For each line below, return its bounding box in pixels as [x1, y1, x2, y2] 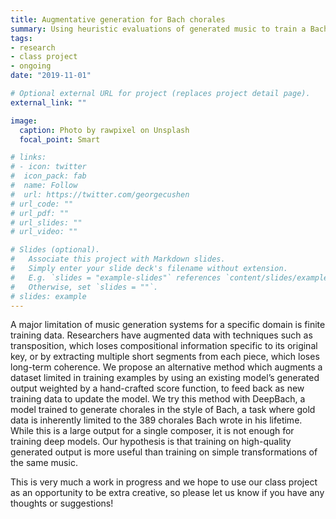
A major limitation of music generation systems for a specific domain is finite [10, 319, 326, 331]
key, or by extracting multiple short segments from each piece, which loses [10, 351, 320, 363]
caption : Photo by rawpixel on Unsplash [19, 125, 190, 135]
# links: [10, 152, 47, 163]
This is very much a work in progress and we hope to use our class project [10, 476, 318, 488]
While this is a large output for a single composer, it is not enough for [10, 425, 295, 437]
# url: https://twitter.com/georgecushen [10, 189, 190, 200]
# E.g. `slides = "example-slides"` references [10, 272, 222, 283]
